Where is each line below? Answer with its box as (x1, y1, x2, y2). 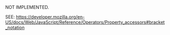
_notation (5, 24, 25, 30)
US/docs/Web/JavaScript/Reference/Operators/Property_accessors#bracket (5, 19, 165, 25)
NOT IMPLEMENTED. (5, 4, 50, 10)
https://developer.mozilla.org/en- (16, 14, 85, 19)
